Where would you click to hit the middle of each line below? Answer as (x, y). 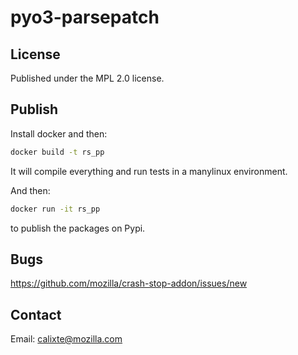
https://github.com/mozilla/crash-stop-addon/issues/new (129, 283)
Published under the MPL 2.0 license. (87, 78)
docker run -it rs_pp (55, 209)
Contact (36, 314)
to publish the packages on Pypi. (78, 228)
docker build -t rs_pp (57, 152)
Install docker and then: (59, 133)
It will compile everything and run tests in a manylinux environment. (149, 171)
